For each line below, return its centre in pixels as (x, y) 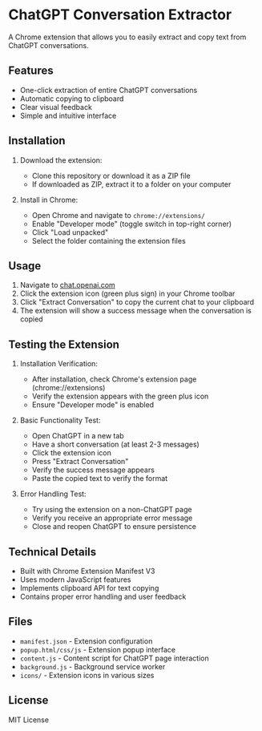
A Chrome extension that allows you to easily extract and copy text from (127, 37)
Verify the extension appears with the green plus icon (120, 396)
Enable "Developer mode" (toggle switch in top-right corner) (132, 224)
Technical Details (52, 552)
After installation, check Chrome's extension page (114, 379)
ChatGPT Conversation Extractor (120, 15)
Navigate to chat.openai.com (68, 285)
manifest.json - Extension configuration (86, 641)
